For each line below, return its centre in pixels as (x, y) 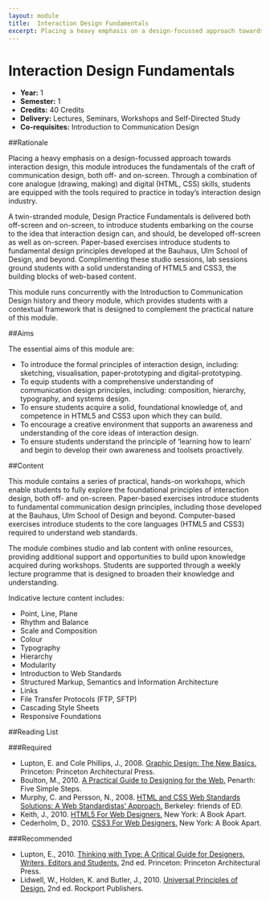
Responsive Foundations (61, 717)
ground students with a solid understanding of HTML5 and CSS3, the (123, 268)
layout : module (34, 16)
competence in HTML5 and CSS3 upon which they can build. (121, 416)
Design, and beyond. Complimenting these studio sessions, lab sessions (128, 259)
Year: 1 (32, 93)
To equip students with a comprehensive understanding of (117, 382)
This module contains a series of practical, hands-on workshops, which (127, 481)
